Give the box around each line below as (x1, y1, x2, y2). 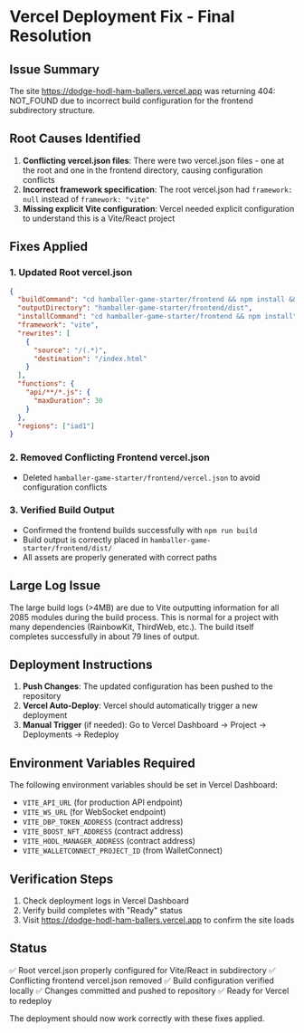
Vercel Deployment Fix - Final (9, 6, 235, 27)
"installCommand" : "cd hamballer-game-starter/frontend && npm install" (17, 312, 298, 321)
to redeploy (9, 995, 52, 1006)
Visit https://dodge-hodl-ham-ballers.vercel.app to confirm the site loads (22, 914, 295, 925)
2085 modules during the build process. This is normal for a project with (9, 611, 279, 622)
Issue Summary (9, 62, 100, 77)
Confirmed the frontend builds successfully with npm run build (22, 524, 258, 535)
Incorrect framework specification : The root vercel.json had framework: (22, 184, 293, 195)
